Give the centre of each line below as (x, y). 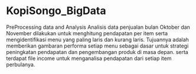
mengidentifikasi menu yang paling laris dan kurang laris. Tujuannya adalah (97, 39)
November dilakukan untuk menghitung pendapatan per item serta (87, 33)
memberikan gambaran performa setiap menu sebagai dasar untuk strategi (97, 46)
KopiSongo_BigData (56, 11)
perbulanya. (21, 64)
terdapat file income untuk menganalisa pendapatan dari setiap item (89, 58)
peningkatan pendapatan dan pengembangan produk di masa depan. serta (97, 52)
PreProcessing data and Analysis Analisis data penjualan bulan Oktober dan (98, 27)
